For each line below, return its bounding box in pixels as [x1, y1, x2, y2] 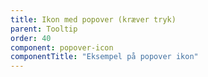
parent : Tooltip [10, 24, 78, 34]
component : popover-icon [10, 42, 114, 53]
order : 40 [10, 33, 52, 43]
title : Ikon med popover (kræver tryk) [10, 14, 177, 25]
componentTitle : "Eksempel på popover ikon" [10, 52, 199, 62]
